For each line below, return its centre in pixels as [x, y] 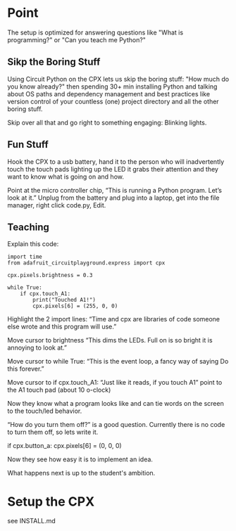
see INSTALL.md [32, 521]
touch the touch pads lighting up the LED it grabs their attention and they [113, 169]
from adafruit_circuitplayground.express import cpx [86, 263]
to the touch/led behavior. [45, 411]
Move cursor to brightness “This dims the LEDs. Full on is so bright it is [110, 340]
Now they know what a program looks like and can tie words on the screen [116, 404]
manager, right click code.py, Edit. [57, 205]
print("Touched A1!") [64, 300]
